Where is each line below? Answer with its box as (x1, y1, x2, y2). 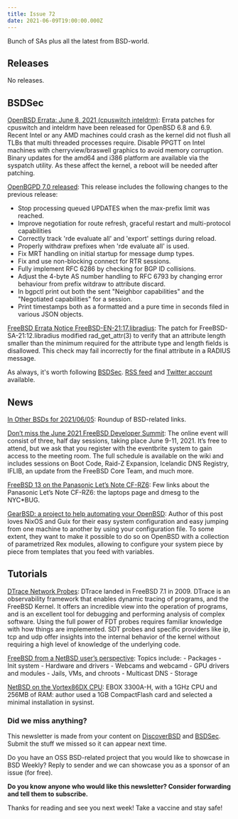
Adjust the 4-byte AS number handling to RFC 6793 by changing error (17, 272, 223, 281)
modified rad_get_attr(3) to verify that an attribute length (60, 331, 226, 340)
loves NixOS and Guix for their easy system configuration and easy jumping (7, 517, 229, 525)
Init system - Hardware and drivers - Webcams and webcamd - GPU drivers (7, 661, 229, 670)
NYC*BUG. (7, 495, 40, 504)
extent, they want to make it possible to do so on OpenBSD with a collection (7, 532, 229, 540)
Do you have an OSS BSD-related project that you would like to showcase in (7, 753, 229, 762)
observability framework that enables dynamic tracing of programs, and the (7, 594, 229, 603)
